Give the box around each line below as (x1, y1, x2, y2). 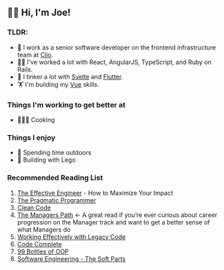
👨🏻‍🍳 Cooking (17, 115, 55, 124)
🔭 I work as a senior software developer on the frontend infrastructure (17, 43, 216, 52)
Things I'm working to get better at (7, 100, 126, 110)
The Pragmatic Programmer (17, 196, 96, 204)
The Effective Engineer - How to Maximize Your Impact (17, 189, 174, 197)
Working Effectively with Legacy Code (17, 232, 126, 241)
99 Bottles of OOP (17, 247, 69, 256)
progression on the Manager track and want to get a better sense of (17, 218, 210, 226)
